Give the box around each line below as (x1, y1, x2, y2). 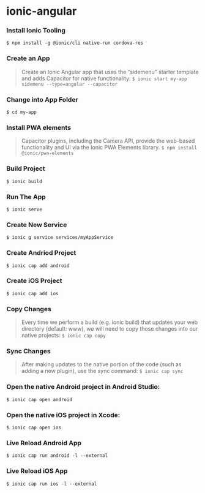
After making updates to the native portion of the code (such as (21, 361, 182, 368)
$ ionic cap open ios (6, 424, 62, 431)
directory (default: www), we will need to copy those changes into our (21, 325, 198, 333)
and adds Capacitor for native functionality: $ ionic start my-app (21, 75, 187, 82)
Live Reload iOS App (6, 467, 68, 475)
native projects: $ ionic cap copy (21, 332, 106, 339)
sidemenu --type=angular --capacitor (21, 81, 118, 87)
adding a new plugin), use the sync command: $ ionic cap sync (21, 367, 184, 375)
